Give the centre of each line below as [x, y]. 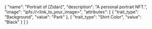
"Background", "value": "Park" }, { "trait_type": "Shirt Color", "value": [73, 17]
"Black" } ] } [16, 22]
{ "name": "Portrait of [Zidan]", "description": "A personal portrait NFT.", [76, 7]
